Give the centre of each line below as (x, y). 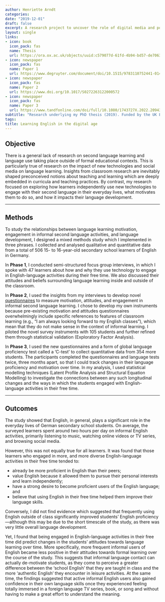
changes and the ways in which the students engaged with (65, 383)
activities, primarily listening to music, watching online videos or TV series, (81, 436)
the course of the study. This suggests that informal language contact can (80, 557)
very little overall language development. (46, 527)
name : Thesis (23, 51)
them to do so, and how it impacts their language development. (69, 198)
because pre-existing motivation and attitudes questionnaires (67, 311)
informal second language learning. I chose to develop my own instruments (81, 306)
